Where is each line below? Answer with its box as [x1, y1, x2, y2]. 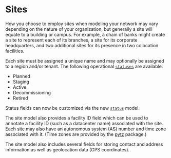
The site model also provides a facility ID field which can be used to [5, 114, 148, 121]
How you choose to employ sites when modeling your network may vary [5, 21, 158, 27]
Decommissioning [12, 89, 51, 95]
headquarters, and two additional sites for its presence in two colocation [5, 42, 159, 48]
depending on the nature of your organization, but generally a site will [5, 26, 153, 32]
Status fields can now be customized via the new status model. [5, 105, 140, 111]
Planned [12, 73, 31, 79]
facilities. [5, 48, 25, 54]
